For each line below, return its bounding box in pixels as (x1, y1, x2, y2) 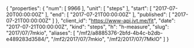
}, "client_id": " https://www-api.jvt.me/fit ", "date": (55, 17, 176, 24)
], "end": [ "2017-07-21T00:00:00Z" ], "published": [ (45, 11, 171, 18)
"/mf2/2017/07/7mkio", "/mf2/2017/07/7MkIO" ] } (51, 36, 169, 42)
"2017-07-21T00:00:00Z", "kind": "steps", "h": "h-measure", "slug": (6, 23, 169, 30)
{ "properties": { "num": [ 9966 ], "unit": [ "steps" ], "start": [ (6, 5, 152, 12)
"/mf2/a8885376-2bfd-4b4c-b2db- (76, 29, 163, 36)
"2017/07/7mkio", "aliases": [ (6, 29, 75, 36)
